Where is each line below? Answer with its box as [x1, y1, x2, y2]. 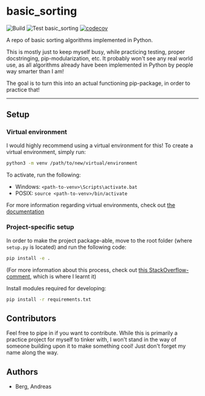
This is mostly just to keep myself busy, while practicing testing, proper [6, 48, 185, 56]
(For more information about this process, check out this [6, 266, 148, 273]
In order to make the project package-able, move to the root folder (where [6, 237, 192, 244]
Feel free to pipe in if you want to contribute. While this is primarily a [6, 329, 178, 337]
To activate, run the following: [6, 171, 81, 178]
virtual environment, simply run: [6, 148, 86, 155]
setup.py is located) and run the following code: [6, 243, 127, 251]
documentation [6, 208, 45, 215]
